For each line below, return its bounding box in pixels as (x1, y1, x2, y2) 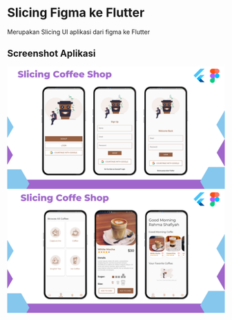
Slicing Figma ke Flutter (7, 5, 145, 21)
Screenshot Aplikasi (7, 48, 96, 59)
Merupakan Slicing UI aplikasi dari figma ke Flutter (7, 28, 151, 36)
